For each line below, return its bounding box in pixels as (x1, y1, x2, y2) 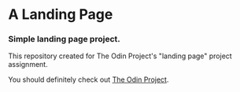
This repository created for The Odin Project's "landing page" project (8, 51, 232, 61)
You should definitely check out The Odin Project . (8, 75, 169, 84)
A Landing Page (8, 6, 113, 24)
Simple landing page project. (8, 34, 120, 45)
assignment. (8, 60, 49, 69)
